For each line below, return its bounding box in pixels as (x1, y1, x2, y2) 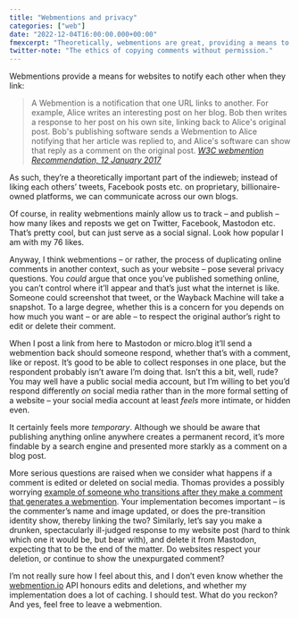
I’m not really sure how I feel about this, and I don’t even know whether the (9, 571, 284, 581)
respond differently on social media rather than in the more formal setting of (9, 385, 288, 396)
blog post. (9, 451, 46, 461)
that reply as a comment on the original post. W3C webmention (30, 145, 264, 157)
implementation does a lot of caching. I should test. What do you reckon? (9, 589, 278, 600)
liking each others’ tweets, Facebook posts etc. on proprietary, (9, 182, 239, 192)
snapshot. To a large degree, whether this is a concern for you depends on (9, 301, 285, 313)
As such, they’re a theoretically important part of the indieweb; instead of (9, 172, 278, 183)
